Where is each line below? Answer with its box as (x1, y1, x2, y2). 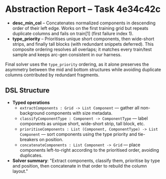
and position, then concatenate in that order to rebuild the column (12, 163, 147, 169)
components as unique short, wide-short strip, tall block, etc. (19, 120, 145, 126)
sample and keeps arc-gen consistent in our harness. (12, 51, 122, 58)
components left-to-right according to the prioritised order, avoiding (19, 147, 159, 153)
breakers (19, 136, 38, 142)
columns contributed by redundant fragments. (5, 72, 100, 78)
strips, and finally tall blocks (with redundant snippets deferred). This (12, 41, 154, 47)
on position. (39, 136, 64, 142)
